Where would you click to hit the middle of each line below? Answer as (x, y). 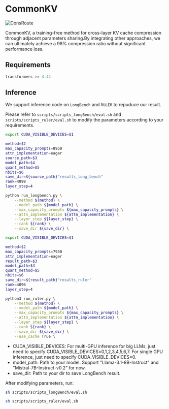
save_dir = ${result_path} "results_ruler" (49, 280)
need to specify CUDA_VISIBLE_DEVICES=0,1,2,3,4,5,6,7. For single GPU (88, 352)
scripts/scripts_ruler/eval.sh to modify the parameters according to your (84, 120)
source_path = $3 (21, 158)
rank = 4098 (16, 182)
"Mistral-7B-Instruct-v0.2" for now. (49, 368)
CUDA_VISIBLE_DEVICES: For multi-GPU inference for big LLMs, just (84, 346)
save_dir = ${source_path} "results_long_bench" (54, 177)
